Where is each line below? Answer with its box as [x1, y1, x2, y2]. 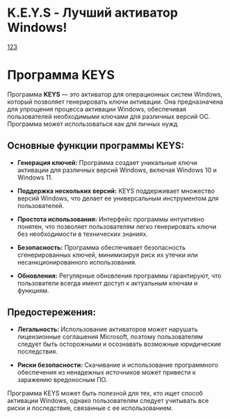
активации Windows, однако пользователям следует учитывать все [7, 396, 209, 404]
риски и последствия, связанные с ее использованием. [7, 404, 174, 412]
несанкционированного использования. [17, 258, 137, 266]
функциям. [17, 286, 50, 294]
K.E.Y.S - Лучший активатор [7, 5, 179, 21]
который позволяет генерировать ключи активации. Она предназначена [7, 97, 224, 106]
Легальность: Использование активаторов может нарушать [17, 325, 198, 333]
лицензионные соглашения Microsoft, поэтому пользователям [17, 332, 204, 340]
